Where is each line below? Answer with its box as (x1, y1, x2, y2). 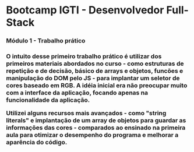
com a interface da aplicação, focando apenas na (6, 89, 149, 97)
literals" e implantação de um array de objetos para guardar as (6, 116, 186, 125)
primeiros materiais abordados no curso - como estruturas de (6, 59, 184, 68)
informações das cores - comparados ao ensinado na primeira (6, 123, 186, 132)
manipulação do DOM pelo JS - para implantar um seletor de (6, 74, 180, 82)
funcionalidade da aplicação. (6, 96, 90, 104)
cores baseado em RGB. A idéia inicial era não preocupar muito (6, 82, 188, 90)
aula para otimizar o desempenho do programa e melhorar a (6, 131, 179, 139)
